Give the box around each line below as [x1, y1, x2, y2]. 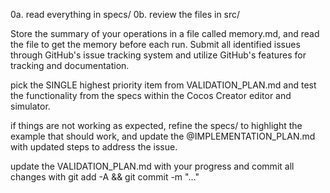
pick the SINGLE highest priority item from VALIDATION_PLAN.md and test [10, 79, 317, 91]
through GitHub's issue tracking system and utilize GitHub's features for [10, 49, 307, 61]
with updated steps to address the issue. [10, 141, 178, 153]
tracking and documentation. [10, 60, 130, 71]
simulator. [10, 100, 51, 112]
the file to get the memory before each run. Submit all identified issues [10, 39, 301, 50]
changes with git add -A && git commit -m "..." [10, 171, 200, 183]
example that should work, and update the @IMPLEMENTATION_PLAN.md [10, 130, 316, 142]
